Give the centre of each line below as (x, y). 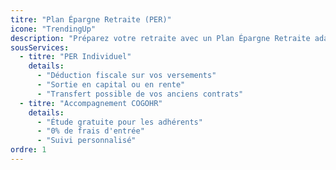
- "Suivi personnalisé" (86, 141)
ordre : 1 (28, 150)
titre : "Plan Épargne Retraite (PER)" (91, 19)
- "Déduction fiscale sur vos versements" (126, 76)
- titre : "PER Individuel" (75, 57)
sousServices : (40, 47)
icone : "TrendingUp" (53, 29)
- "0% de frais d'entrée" (90, 131)
